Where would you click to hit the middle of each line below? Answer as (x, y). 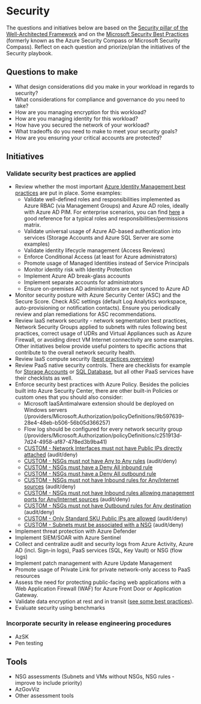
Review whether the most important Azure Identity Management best (100, 187)
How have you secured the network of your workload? (82, 125)
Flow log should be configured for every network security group (103, 429)
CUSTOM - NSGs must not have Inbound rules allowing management (109, 493)
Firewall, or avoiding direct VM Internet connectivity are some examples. (104, 340)
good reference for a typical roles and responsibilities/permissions (106, 219)
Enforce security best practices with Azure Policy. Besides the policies (102, 384)
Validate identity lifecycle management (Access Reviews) (94, 250)
